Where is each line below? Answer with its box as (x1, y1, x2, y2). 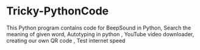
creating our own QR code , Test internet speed (6, 37, 126, 44)
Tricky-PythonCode (6, 4, 109, 18)
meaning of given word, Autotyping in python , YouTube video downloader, (6, 30, 195, 37)
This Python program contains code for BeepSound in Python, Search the (6, 24, 191, 31)
